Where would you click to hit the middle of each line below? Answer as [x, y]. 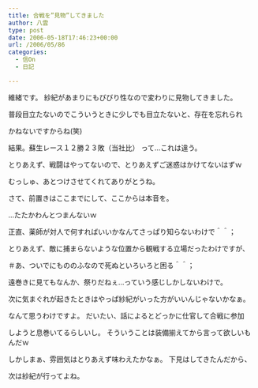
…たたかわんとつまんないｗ [52, 215]
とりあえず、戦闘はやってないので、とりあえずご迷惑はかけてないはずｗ [125, 164]
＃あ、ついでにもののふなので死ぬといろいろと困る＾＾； [101, 265]
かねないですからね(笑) [45, 130]
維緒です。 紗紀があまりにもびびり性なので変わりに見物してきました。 [123, 97]
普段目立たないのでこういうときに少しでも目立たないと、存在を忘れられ [125, 114]
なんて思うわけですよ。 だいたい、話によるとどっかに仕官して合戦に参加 [126, 315]
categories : [28, 52]
